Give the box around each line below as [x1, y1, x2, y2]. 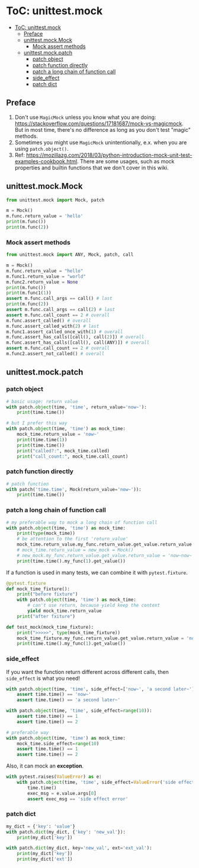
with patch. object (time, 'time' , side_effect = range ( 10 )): [6, 708, 152, 714]
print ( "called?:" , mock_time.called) [17, 448, 110, 454]
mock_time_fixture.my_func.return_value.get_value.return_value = [17, 635, 184, 641]
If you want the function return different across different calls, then [6, 668, 169, 675]
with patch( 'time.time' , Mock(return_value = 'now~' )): [6, 486, 142, 492]
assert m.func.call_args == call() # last [6, 296, 113, 302]
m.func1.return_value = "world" [6, 273, 86, 280]
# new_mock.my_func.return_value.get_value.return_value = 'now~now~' [17, 552, 195, 559]
